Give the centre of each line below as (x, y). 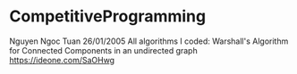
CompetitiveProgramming (108, 16)
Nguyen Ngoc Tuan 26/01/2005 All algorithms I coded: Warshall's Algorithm (149, 41)
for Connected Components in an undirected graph (104, 50)
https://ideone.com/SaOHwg (62, 60)
